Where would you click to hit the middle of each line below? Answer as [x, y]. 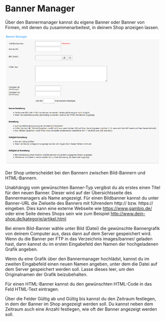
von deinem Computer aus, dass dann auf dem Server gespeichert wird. [78, 233]
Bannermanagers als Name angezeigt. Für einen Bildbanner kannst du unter [82, 198]
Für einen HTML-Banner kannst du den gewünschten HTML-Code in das [79, 284]
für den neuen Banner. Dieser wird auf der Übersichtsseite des [68, 193]
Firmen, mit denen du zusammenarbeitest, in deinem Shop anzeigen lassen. [82, 27]
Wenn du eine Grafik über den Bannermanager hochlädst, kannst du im [77, 259]
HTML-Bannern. [21, 178]
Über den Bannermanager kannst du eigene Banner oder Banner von [75, 22]
